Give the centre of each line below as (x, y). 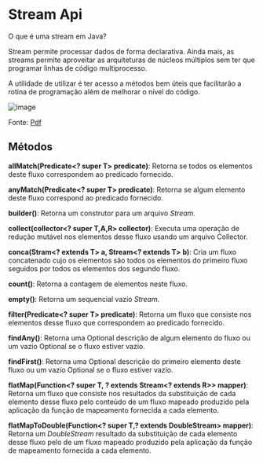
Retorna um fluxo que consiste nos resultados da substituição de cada (122, 393)
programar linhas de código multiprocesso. (78, 68)
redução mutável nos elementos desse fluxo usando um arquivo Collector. (128, 237)
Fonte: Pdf (25, 122)
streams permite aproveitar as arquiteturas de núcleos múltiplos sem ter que (131, 60)
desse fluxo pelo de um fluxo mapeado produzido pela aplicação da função (130, 442)
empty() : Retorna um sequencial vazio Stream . (84, 299)
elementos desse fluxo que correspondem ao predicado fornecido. (117, 322)
